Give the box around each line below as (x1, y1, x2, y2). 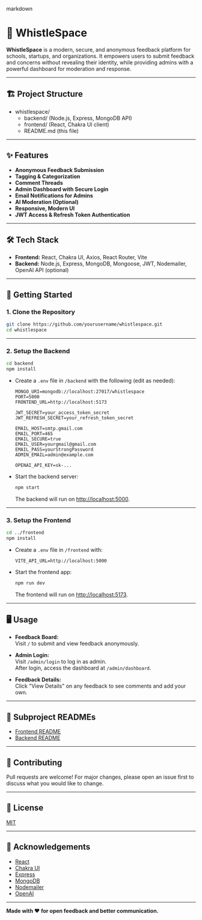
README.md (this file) (23, 127, 79, 134)
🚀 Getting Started (6, 289, 73, 300)
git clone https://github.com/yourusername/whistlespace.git (6, 321, 163, 327)
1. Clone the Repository (6, 307, 75, 316)
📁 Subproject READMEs (6, 712, 96, 722)
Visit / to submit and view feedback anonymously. (14, 640, 139, 647)
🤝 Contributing (6, 758, 63, 768)
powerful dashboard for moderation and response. (6, 65, 132, 72)
